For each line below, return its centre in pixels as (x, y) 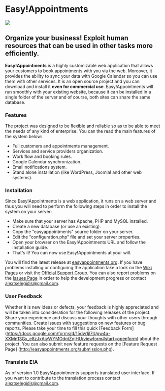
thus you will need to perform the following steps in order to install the (76, 206)
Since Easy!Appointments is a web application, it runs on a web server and (81, 201)
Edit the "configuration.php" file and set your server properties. (76, 237)
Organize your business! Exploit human (67, 38)
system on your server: (29, 212)
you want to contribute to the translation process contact (63, 378)
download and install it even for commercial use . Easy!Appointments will (79, 86)
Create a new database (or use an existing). (56, 227)
